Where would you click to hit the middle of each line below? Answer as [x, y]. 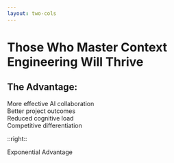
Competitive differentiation [45, 125]
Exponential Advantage [40, 152]
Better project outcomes [41, 111]
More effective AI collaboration [51, 103]
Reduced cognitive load [40, 118]
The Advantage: [42, 87]
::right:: [17, 138]
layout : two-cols [32, 13]
